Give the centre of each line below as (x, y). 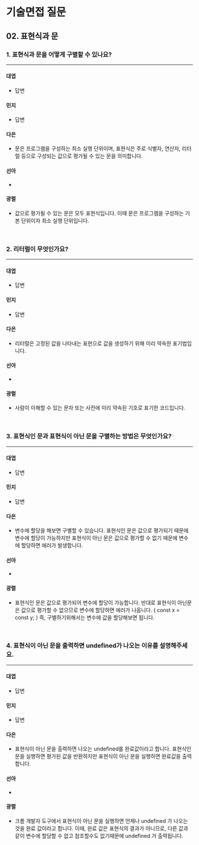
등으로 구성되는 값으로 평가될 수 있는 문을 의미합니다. (82, 156)
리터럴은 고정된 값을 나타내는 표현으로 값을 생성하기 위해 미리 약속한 (93, 343)
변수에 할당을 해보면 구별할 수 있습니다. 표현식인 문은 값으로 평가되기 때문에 (102, 531)
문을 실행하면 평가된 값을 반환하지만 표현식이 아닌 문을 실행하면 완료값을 (98, 756)
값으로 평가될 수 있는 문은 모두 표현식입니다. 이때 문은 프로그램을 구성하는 (99, 213)
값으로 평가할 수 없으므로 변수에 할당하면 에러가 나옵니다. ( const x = (100, 610)
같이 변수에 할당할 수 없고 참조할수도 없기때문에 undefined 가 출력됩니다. (99, 835)
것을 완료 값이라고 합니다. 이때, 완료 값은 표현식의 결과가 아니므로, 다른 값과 (101, 828)
